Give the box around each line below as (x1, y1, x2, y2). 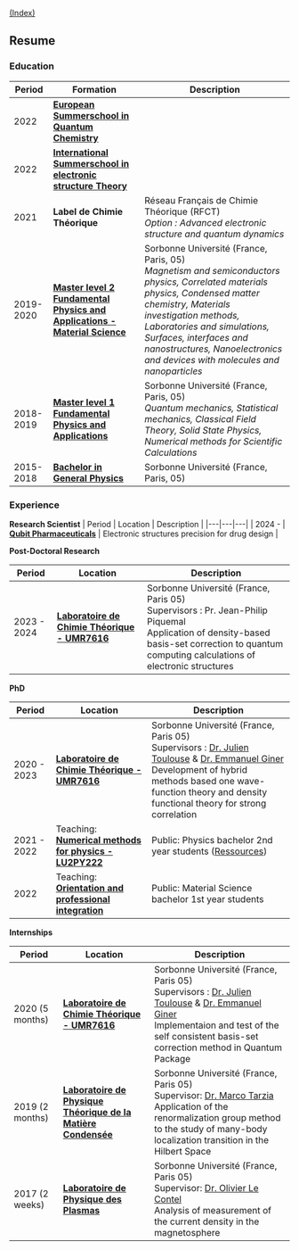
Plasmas (62, 1204, 101, 1216)
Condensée (62, 1128, 113, 1140)
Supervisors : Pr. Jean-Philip (146, 604, 269, 617)
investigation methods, (144, 309, 240, 321)
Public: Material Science (150, 882, 253, 894)
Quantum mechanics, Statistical (144, 401, 279, 414)
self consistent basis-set (154, 1030, 259, 1042)
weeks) (13, 1198, 44, 1211)
